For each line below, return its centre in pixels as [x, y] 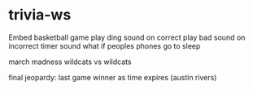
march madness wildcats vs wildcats [70, 62]
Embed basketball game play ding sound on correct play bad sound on [127, 37]
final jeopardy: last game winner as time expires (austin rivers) [113, 77]
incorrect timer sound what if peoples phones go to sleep [105, 45]
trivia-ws [40, 15]
